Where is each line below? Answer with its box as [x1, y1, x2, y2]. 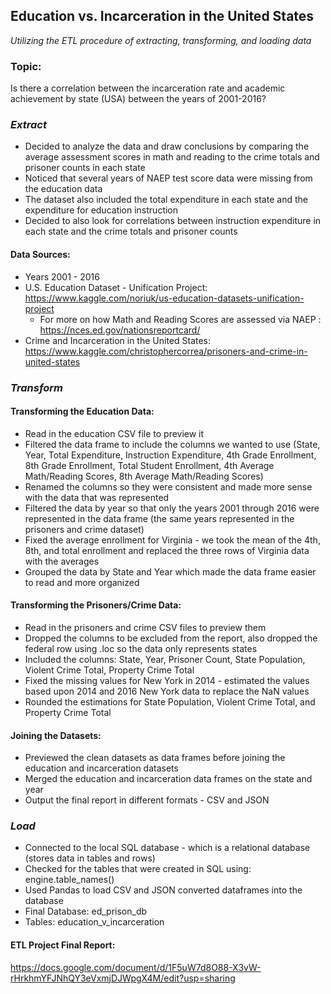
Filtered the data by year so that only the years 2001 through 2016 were [24, 502, 320, 514]
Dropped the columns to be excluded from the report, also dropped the [24, 632, 318, 644]
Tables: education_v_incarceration [24, 916, 165, 928]
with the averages [24, 555, 100, 567]
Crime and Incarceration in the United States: [24, 334, 212, 346]
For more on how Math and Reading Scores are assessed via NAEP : [39, 313, 322, 325]
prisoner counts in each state [24, 162, 146, 174]
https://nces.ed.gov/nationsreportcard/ [39, 324, 201, 336]
